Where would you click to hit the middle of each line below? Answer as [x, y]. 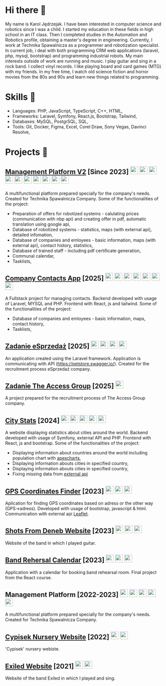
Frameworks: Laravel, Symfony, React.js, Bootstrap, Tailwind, [75, 116]
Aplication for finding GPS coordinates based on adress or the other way [79, 503]
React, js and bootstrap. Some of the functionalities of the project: [72, 443]
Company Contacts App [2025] [55, 278]
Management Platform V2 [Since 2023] [67, 172]
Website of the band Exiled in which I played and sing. [60, 678]
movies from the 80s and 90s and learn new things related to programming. [82, 77]
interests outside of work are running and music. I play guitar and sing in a [81, 61]
